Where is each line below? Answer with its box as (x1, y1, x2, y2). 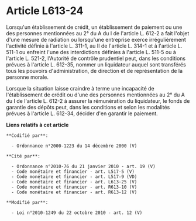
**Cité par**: (6, 153, 41, 159)
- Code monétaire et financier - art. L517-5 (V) (11, 169, 135, 175)
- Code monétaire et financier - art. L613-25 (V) (11, 179, 137, 185)
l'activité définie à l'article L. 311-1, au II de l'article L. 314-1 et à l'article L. (6, 42, 183, 49)
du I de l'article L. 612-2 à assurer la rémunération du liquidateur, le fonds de (6, 97, 190, 104)
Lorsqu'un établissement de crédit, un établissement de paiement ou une (6, 24, 183, 31)
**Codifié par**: (6, 132, 49, 139)
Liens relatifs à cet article (6, 121, 69, 128)
